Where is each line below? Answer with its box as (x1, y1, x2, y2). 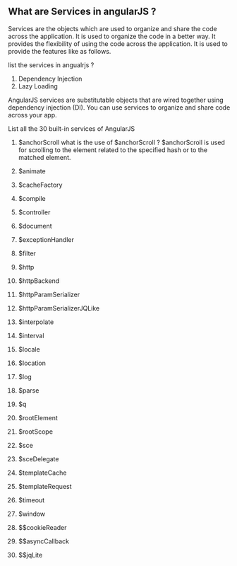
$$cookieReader (18, 523, 67, 531)
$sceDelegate (18, 454, 59, 463)
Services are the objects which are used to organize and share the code (8, 24, 217, 33)
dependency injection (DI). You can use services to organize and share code (8, 103, 231, 112)
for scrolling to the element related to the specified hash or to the (18, 145, 207, 154)
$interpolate (18, 318, 54, 326)
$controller (18, 208, 51, 216)
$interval (18, 331, 44, 340)
